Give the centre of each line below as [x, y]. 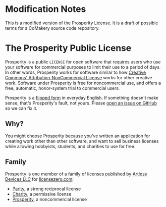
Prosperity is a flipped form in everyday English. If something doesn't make [82, 98]
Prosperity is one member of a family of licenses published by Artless [76, 174]
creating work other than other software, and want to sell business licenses [82, 141]
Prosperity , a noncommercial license [50, 199]
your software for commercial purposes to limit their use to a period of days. [83, 67]
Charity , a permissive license [42, 194]
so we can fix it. [21, 108]
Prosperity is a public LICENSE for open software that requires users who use [83, 62]
